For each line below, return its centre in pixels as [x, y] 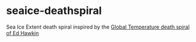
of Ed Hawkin [23, 33]
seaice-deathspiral [54, 11]
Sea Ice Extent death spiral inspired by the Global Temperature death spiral [98, 27]
